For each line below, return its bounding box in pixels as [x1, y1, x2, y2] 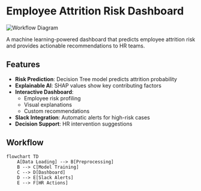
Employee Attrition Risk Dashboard [6, 4, 184, 18]
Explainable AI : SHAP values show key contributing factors [14, 82, 162, 89]
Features [6, 59, 40, 70]
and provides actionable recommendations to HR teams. [6, 42, 145, 49]
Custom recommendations [23, 107, 90, 115]
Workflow [6, 138, 44, 148]
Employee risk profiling [23, 94, 81, 102]
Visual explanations [23, 101, 72, 108]
